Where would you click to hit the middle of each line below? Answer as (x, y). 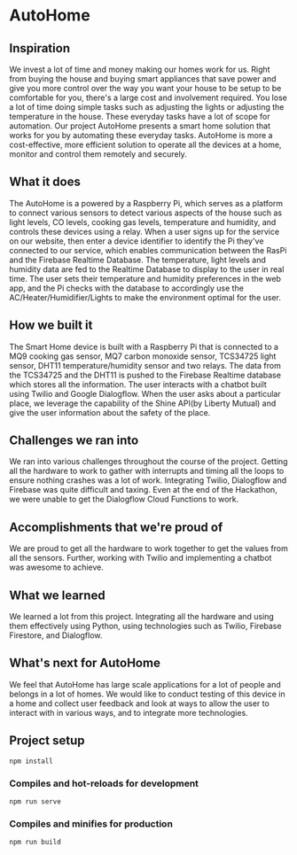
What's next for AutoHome (85, 663)
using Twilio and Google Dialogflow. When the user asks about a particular (145, 393)
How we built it (51, 326)
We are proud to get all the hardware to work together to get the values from (148, 548)
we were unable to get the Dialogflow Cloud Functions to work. (124, 499)
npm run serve (35, 801)
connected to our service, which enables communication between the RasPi (148, 250)
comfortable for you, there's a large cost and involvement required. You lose (148, 97)
